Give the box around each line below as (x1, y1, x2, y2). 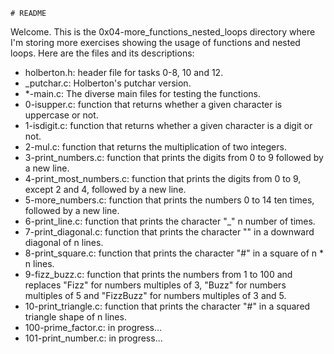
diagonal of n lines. (24, 237, 104, 248)
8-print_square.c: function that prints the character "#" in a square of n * (24, 247, 325, 259)
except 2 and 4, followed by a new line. (24, 184, 187, 195)
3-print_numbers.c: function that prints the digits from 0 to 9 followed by (24, 152, 324, 163)
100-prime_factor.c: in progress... (24, 322, 163, 333)
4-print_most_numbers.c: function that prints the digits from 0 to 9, (24, 173, 302, 184)
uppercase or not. (24, 109, 99, 121)
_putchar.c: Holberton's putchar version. (24, 77, 192, 89)
